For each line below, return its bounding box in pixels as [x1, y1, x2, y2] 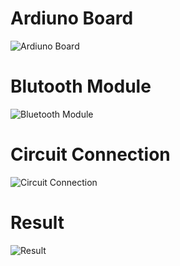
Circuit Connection [10, 143, 171, 166]
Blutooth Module [10, 75, 152, 98]
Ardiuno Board [10, 7, 134, 30]
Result [10, 212, 65, 234]
